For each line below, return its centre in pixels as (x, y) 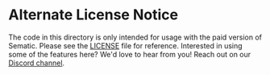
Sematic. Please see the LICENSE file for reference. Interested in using (126, 45)
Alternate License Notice (93, 15)
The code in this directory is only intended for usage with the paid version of (135, 37)
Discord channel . (37, 63)
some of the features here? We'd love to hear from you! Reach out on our (130, 54)
